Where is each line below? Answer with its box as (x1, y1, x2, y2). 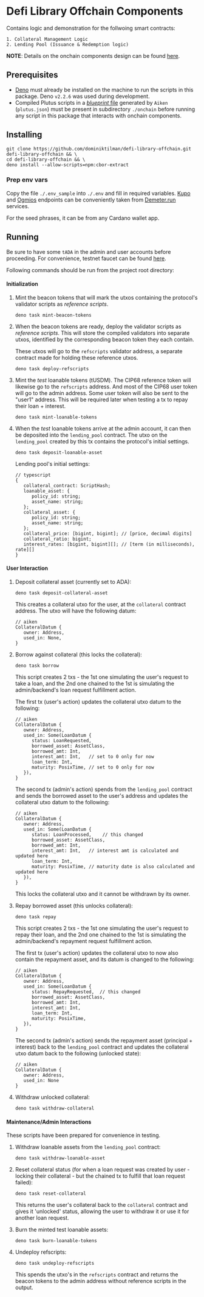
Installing (6, 130, 42, 140)
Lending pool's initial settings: (15, 460, 90, 467)
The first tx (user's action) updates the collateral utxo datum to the (15, 698, 182, 706)
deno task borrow (15, 663, 59, 669)
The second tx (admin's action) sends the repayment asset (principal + (15, 1037, 193, 1044)
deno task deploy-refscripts (15, 365, 89, 372)
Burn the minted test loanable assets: (15, 1226, 109, 1234)
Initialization (6, 280, 38, 287)
